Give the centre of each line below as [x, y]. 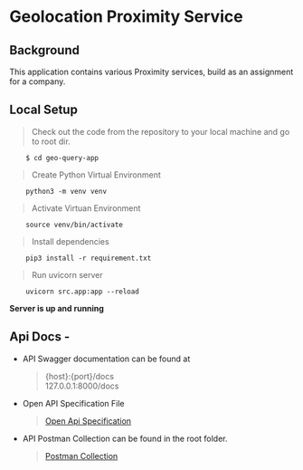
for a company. [38, 82]
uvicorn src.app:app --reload [83, 292]
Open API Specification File [73, 403]
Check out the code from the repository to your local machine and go [161, 131]
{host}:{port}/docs [80, 376]
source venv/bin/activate [75, 225]
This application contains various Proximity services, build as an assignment [151, 72]
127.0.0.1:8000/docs [82, 386]
